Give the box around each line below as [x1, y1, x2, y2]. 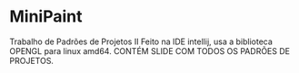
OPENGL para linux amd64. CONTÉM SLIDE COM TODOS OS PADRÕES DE [9, 45, 291, 56]
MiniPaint [9, 6, 84, 27]
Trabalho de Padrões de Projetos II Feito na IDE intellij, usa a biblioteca [9, 36, 273, 47]
